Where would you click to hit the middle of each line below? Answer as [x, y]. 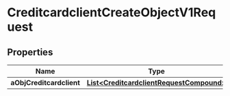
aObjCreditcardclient [46, 83]
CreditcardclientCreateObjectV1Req [112, 13]
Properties [30, 52]
